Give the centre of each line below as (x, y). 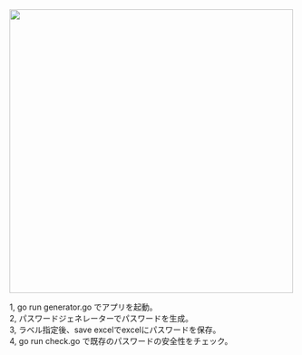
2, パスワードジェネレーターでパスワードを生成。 (101, 318)
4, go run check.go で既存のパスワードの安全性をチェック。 (121, 341)
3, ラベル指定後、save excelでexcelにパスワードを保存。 (115, 330)
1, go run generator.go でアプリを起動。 (83, 307)
